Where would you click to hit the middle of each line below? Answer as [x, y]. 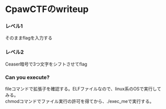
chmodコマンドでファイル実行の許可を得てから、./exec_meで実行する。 [80, 101]
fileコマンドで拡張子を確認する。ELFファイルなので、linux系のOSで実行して [83, 89]
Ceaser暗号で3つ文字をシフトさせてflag [46, 64]
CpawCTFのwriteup [47, 9]
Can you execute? [27, 77]
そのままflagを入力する [29, 38]
